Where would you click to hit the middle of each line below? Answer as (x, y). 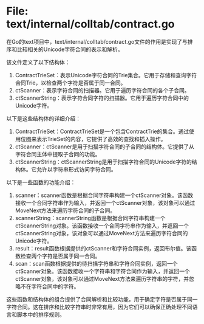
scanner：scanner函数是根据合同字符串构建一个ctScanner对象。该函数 (104, 195)
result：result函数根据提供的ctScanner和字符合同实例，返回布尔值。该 (103, 248)
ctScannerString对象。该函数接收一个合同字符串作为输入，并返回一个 (102, 226)
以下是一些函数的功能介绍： (41, 182)
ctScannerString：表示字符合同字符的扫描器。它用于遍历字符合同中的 (102, 98)
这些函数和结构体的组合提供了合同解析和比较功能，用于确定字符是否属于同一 (102, 299)
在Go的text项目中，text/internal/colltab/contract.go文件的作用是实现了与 (97, 41)
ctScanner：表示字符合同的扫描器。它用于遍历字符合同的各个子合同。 (102, 90)
